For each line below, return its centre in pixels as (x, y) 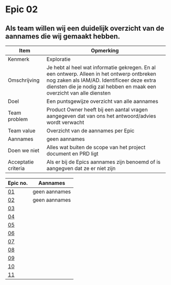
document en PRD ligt (73, 153)
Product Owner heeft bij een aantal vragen (97, 110)
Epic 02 (22, 9)
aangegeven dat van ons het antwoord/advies (101, 116)
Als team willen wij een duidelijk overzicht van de (85, 28)
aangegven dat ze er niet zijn (81, 168)
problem (18, 119)
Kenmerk (19, 59)
